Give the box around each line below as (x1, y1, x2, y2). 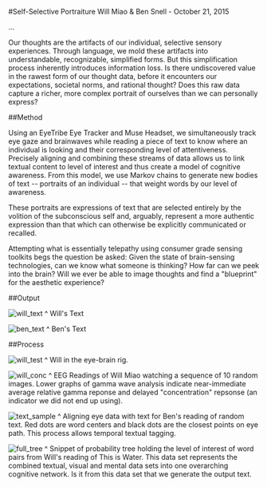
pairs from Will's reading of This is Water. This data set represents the (8, 453, 238, 461)
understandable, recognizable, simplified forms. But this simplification (8, 55, 238, 64)
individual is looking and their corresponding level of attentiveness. (8, 145, 229, 154)
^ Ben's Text (46, 324, 87, 334)
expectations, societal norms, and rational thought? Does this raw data (8, 80, 241, 89)
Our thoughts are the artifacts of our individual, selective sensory (8, 38, 222, 47)
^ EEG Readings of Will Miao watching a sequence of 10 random (48, 370, 258, 380)
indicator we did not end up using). (8, 396, 124, 406)
